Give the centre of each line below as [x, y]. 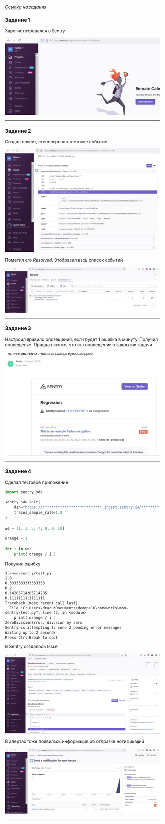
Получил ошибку [23, 564]
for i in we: [18, 549]
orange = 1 [16, 539]
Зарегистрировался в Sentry [35, 31]
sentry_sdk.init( [23, 502]
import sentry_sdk [24, 492]
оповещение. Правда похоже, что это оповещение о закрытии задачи [79, 344]
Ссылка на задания [26, 7]
